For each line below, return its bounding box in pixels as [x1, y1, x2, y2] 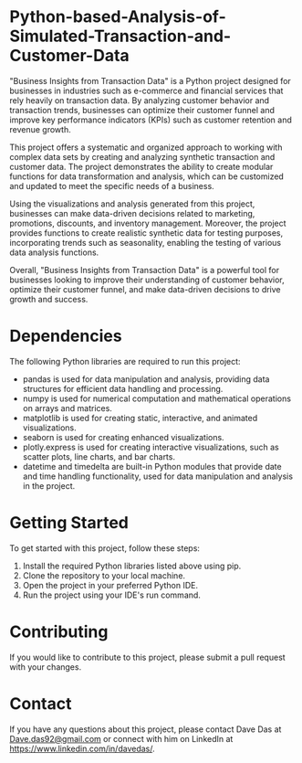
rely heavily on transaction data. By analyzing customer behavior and [9, 94, 270, 106]
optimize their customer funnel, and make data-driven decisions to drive [9, 283, 281, 294]
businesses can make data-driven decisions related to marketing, [9, 207, 255, 218]
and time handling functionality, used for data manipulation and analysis [22, 471, 294, 482]
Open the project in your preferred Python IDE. [22, 579, 199, 590]
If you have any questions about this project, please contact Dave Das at [9, 724, 282, 735]
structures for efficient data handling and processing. [22, 383, 224, 394]
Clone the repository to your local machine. [22, 569, 185, 581]
